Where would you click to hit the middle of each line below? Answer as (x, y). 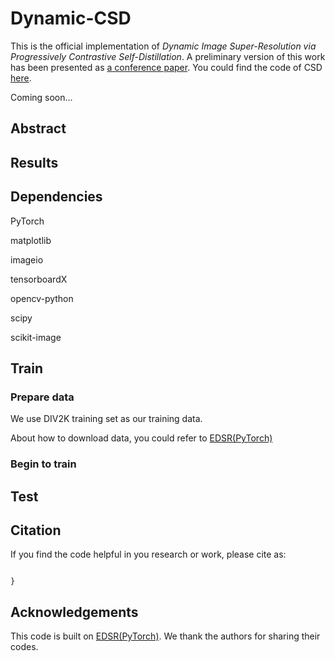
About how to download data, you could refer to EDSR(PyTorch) (141, 438)
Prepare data (42, 397)
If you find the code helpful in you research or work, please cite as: (148, 554)
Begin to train (43, 464)
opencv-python (42, 298)
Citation (36, 530)
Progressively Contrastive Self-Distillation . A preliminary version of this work (168, 56)
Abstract (38, 128)
